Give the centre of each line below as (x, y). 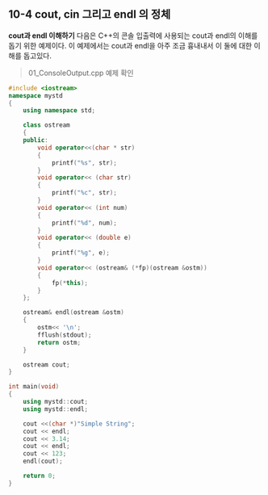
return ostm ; (59, 342)
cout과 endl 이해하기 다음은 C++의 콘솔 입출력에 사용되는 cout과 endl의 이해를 (133, 36)
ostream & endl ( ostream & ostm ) (74, 313)
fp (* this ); (70, 283)
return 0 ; (40, 476)
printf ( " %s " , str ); (84, 163)
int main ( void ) (34, 387)
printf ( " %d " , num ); (84, 223)
